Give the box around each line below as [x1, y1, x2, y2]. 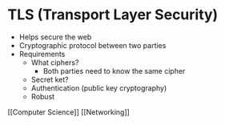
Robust [30, 91, 55, 101]
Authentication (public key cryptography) [30, 83, 167, 93]
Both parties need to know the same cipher [42, 66, 186, 75]
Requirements [18, 49, 66, 58]
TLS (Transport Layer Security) [7, 6, 219, 24]
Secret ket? [30, 75, 69, 84]
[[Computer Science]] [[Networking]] [7, 107, 130, 117]
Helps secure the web [18, 32, 92, 42]
